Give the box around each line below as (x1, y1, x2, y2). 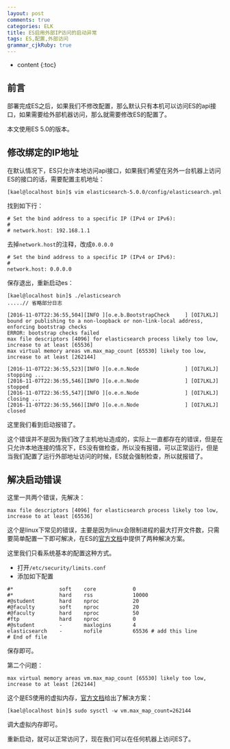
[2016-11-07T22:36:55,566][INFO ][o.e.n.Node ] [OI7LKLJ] (7, 402, 219, 408)
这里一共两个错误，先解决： (7, 493, 86, 502)
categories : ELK (7, 23, 53, 29)
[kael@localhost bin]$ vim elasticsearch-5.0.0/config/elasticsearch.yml (7, 188, 222, 195)
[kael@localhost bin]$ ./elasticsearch (7, 292, 121, 299)
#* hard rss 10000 (7, 592, 149, 599)
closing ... (7, 395, 41, 402)
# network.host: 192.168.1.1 (7, 227, 90, 234)
